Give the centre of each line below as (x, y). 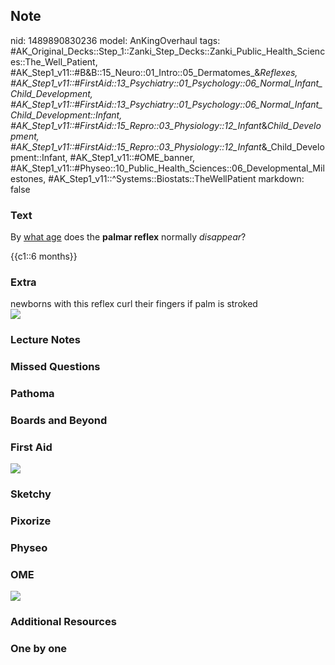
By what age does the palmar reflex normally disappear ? (128, 237)
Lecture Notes (45, 340)
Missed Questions (55, 367)
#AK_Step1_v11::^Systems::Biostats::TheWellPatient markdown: (176, 178)
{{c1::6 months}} (44, 256)
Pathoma (32, 394)
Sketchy (31, 494)
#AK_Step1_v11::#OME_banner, (132, 157)
